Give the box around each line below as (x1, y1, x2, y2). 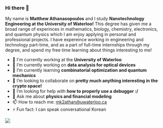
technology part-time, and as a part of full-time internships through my (5, 42, 150, 48)
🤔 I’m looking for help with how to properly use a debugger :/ (12, 88, 138, 94)
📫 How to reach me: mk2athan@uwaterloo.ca (12, 99, 108, 105)
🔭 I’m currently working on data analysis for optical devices (12, 62, 136, 68)
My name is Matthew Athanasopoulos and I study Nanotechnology (5, 16, 145, 22)
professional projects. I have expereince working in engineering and (5, 37, 144, 43)
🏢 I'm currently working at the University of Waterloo (12, 57, 122, 63)
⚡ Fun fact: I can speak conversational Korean (12, 106, 107, 113)
